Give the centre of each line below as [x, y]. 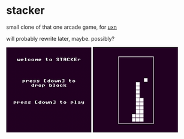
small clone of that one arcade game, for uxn [61, 27]
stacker [25, 10]
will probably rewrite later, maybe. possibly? [61, 38]
